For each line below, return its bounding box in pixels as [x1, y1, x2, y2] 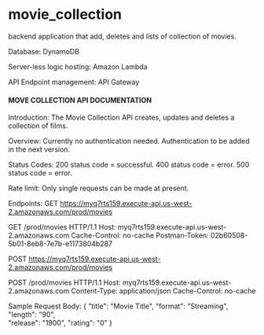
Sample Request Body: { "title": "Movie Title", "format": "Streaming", [8, 301, 229, 311]
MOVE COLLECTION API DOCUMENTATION [8, 95, 152, 105]
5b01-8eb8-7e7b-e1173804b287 [8, 239, 112, 248]
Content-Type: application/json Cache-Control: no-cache [71, 286, 256, 296]
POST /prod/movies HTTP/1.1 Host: [8, 278, 121, 288]
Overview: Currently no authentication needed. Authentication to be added [8, 136, 250, 146]
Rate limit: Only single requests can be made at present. [8, 183, 189, 193]
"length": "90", [8, 310, 56, 319]
